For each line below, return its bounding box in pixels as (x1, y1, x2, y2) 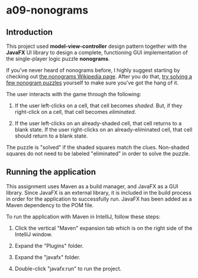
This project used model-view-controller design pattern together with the (6, 42, 187, 50)
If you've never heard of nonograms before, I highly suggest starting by (6, 67, 180, 74)
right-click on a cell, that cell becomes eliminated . (14, 109, 137, 115)
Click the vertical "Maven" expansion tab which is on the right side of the (14, 224, 193, 231)
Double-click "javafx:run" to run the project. (14, 265, 122, 272)
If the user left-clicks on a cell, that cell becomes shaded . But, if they (14, 102, 183, 109)
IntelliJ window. (14, 231, 53, 238)
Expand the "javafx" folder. (14, 253, 81, 260)
